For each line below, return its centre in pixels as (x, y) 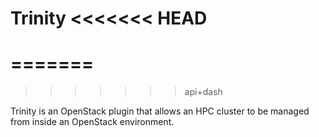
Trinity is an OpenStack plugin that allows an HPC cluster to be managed (160, 111)
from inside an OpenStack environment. (92, 122)
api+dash (203, 92)
